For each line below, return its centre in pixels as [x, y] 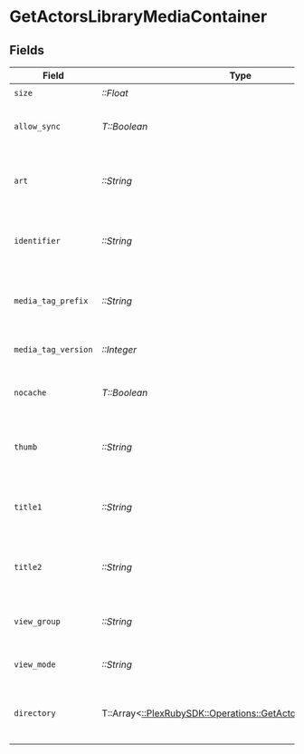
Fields [27, 50]
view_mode [35, 665]
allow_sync [37, 126]
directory [35, 713]
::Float [115, 92]
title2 [28, 567]
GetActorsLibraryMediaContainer [138, 17]
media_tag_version [53, 349]
